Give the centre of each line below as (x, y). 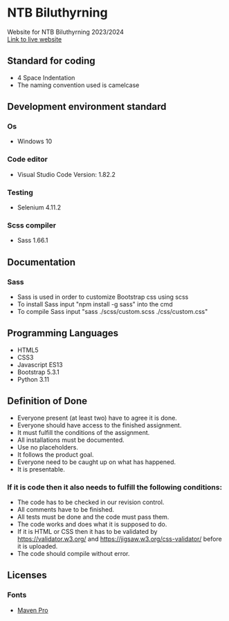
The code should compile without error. (73, 553)
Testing (20, 192)
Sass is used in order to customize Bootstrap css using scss (103, 297)
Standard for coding (51, 61)
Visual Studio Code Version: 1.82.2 (66, 174)
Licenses (27, 575)
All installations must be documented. (71, 440)
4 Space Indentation (46, 77)
